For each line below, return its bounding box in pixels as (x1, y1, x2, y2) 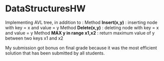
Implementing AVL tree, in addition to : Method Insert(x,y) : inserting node (5, 19, 158, 25)
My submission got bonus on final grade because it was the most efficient (5, 45, 157, 51)
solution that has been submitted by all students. (5, 50, 105, 56)
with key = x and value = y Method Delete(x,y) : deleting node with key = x (5, 24, 159, 30)
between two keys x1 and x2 (5, 35, 64, 41)
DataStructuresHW (5, 3, 86, 14)
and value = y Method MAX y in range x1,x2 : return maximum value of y (5, 30, 155, 36)
